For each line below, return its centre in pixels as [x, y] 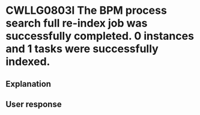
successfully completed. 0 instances [100, 36]
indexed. [28, 62]
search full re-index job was [77, 23]
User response [34, 104]
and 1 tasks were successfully [82, 49]
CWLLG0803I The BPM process [86, 11]
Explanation [29, 84]
